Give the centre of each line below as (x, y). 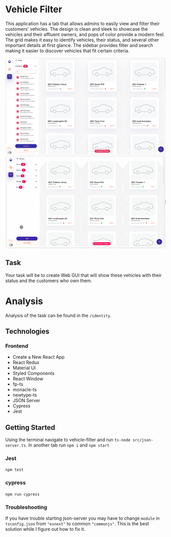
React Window (28, 379)
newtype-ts (25, 395)
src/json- (143, 440)
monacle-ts (25, 390)
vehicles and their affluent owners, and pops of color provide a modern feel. (85, 34)
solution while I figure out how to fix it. (45, 529)
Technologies (27, 331)
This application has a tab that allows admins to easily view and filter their (83, 24)
